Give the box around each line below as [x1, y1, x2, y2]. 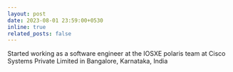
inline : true [7, 23, 46, 30]
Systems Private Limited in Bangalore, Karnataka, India [7, 57, 168, 66]
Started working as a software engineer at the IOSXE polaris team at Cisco [7, 49, 226, 58]
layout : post [7, 10, 46, 18]
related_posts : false [7, 30, 72, 37]
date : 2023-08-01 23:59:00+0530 [7, 17, 103, 24]
